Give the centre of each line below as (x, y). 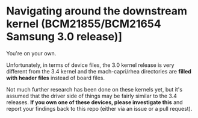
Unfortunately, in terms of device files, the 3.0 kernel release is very (90, 65)
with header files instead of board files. (56, 78)
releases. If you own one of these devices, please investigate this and (94, 102)
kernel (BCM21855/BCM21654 (84, 24)
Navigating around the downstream (97, 11)
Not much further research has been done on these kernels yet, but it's (94, 89)
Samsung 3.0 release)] (64, 37)
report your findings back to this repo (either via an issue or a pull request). (99, 108)
